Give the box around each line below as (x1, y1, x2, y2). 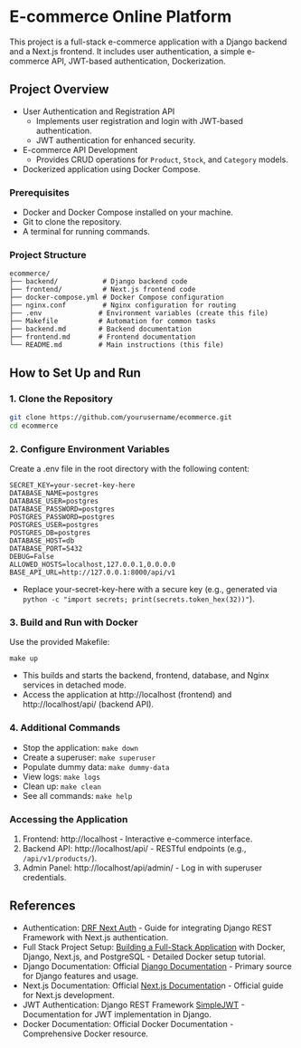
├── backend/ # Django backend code (9, 277, 188, 286)
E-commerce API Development (22, 144, 138, 155)
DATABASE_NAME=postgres (9, 489, 99, 498)
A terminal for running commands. (22, 226, 151, 237)
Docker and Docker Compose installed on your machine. (22, 207, 233, 218)
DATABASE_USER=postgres (9, 496, 99, 506)
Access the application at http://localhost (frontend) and (22, 689, 232, 700)
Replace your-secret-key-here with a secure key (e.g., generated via (22, 584, 277, 595)
